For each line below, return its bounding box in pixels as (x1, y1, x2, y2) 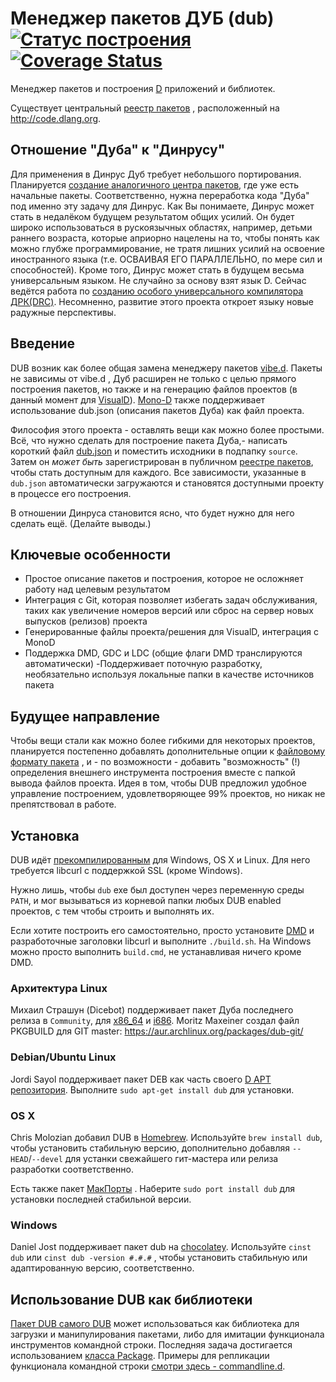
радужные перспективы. (10, 306, 117, 318)
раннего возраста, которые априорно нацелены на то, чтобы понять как (10, 232, 320, 244)
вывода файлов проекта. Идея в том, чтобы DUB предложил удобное (10, 777, 307, 789)
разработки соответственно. (10, 1163, 134, 1175)
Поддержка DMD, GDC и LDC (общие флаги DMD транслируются (24, 647, 303, 659)
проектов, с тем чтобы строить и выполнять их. (10, 905, 215, 917)
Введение (10, 335, 76, 352)
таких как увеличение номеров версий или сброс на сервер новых (24, 605, 314, 617)
